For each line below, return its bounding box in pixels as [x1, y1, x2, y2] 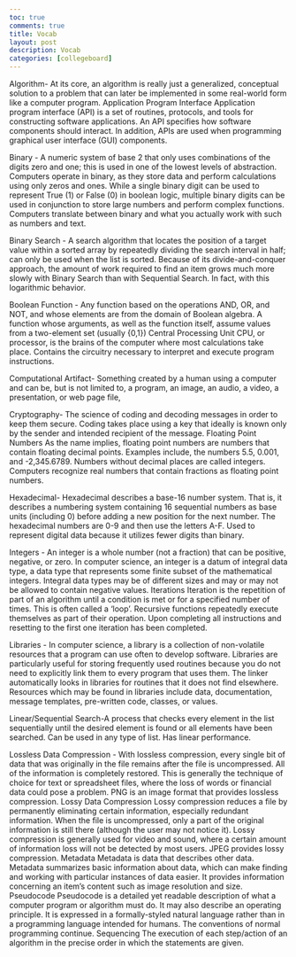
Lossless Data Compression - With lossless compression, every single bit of [9, 750, 285, 759]
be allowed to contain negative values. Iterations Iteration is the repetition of [9, 585, 285, 595]
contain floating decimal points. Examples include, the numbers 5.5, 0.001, [9, 447, 280, 457]
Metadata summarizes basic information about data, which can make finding [9, 862, 288, 873]
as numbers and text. [9, 218, 87, 229]
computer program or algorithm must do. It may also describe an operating [9, 900, 282, 910]
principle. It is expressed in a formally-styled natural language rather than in [9, 909, 285, 920]
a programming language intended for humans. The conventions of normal [9, 919, 281, 929]
